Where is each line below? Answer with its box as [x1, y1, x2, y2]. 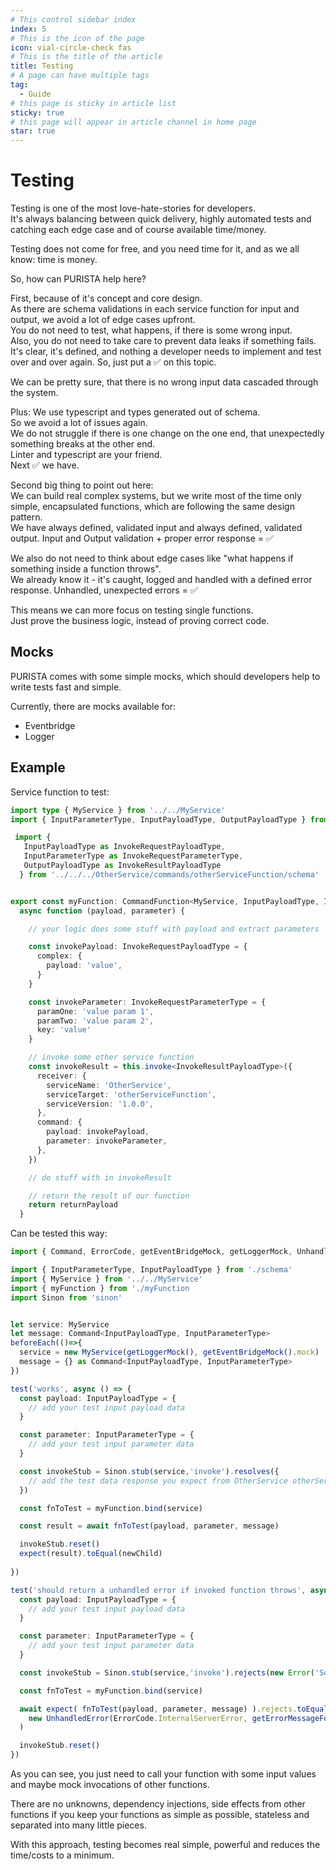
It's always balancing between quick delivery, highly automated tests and [10, 213, 312, 225]
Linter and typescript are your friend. [10, 449, 163, 461]
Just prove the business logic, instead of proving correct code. [10, 615, 270, 627]
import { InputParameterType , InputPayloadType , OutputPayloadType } [10, 814, 307, 825]
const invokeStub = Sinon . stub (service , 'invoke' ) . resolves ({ [19, 1466, 280, 1476]
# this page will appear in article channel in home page [10, 117, 257, 127]
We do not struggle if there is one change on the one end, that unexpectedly [10, 427, 325, 440]
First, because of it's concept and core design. [10, 292, 203, 305]
